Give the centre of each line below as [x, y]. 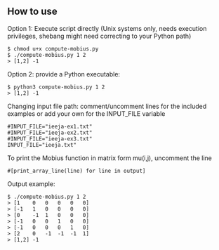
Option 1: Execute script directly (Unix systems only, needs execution [107, 28]
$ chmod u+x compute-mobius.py [53, 48]
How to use [32, 12]
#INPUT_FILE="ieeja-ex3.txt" [50, 139]
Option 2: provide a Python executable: [64, 74]
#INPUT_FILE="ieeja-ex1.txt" [50, 126]
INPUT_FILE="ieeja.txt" [42, 145]
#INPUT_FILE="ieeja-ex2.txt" [50, 133]
